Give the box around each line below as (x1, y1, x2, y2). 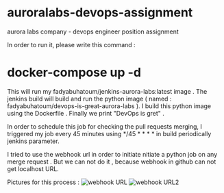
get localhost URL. (7, 164, 60, 172)
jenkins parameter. (7, 137, 60, 145)
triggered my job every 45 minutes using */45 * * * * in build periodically (7, 129, 212, 138)
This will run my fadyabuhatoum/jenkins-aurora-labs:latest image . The (7, 87, 208, 95)
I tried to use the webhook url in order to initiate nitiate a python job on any (7, 150, 218, 158)
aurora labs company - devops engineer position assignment (7, 27, 179, 36)
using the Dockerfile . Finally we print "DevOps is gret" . (7, 109, 164, 117)
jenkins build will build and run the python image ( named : (7, 94, 172, 103)
